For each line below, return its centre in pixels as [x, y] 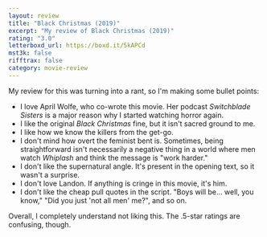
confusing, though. [40, 224]
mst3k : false [30, 53]
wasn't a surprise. [50, 174]
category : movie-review [48, 68]
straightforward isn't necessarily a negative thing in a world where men [138, 149]
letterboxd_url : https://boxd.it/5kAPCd [77, 46]
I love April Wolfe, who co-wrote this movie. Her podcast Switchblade [135, 106]
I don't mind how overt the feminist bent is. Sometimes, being [121, 141]
